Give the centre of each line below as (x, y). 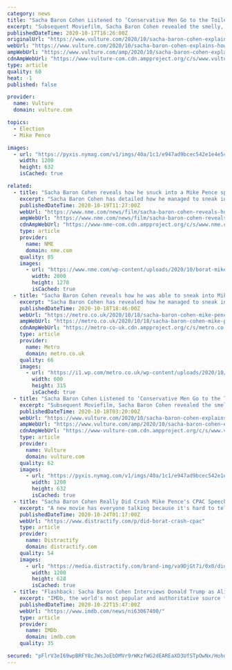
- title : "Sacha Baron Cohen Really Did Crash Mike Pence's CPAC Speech (120, 502)
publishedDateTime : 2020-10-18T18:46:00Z (80, 308)
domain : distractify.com (61, 547)
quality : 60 (24, 71)
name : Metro (42, 347)
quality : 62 (37, 463)
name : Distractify (52, 540)
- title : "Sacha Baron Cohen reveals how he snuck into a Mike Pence (115, 192)
